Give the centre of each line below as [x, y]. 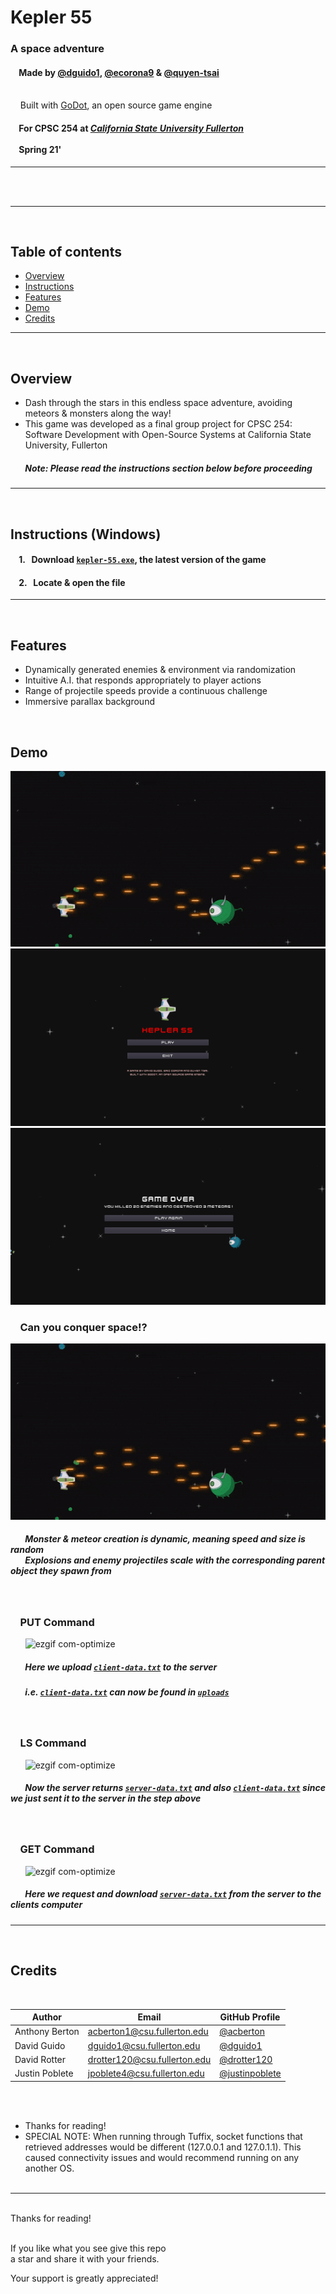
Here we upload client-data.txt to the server [121, 1667]
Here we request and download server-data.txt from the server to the [173, 1894]
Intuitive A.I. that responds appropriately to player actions [143, 680]
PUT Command [57, 1622]
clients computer [46, 1905]
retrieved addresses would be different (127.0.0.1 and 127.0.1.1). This [163, 2147]
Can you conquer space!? [83, 1327]
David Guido [40, 2045]
